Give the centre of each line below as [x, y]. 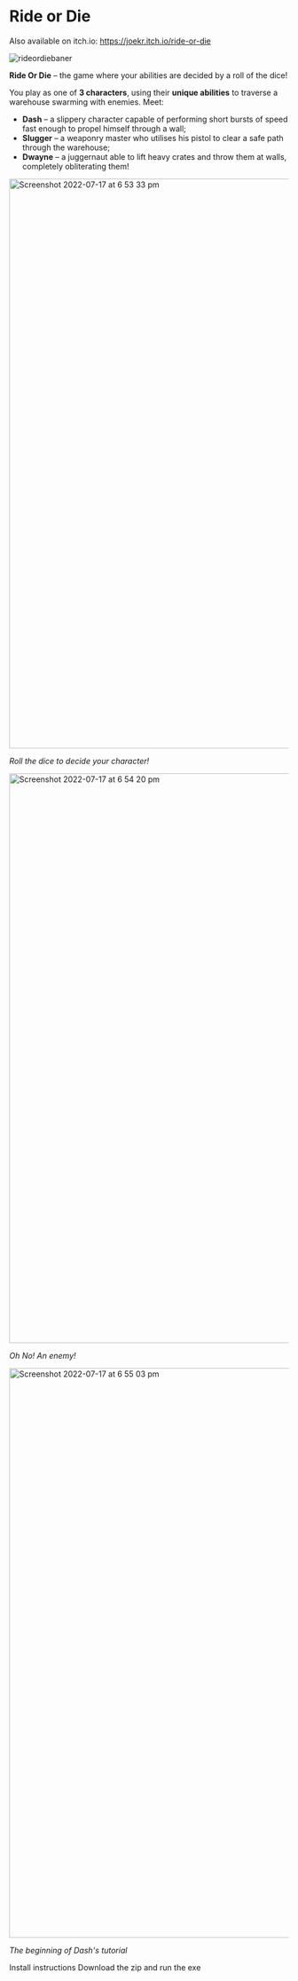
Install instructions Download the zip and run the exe [105, 1967]
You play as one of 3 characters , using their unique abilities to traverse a [144, 92]
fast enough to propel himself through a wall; [104, 128]
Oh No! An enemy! [43, 1355]
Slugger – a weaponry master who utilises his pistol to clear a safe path [153, 138]
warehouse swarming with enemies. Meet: [86, 102]
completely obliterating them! [76, 166]
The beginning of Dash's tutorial [68, 1950]
